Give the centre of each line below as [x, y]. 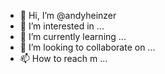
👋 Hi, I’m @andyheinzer [68, 15]
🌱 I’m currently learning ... [73, 36]
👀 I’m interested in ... [62, 26]
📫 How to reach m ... [63, 58]
